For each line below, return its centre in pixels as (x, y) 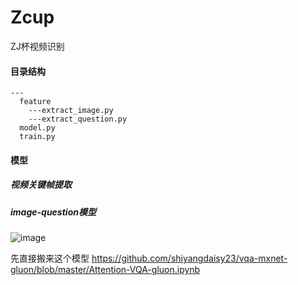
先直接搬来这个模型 (50, 258)
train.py (37, 137)
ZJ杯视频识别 (37, 46)
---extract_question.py (78, 119)
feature (35, 102)
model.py (37, 128)
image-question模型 (53, 212)
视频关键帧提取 (41, 185)
